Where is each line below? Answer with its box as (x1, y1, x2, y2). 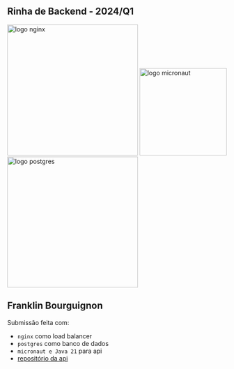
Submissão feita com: (7, 318, 70, 326)
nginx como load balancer (17, 331, 93, 340)
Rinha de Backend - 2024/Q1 (7, 6, 134, 17)
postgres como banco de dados (17, 339, 109, 347)
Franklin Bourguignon (7, 300, 103, 312)
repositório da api (17, 354, 68, 362)
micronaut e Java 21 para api (17, 347, 102, 355)
